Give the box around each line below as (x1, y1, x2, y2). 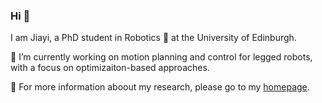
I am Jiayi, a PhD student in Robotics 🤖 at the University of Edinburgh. (10, 32, 297, 44)
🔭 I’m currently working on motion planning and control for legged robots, (10, 51, 313, 63)
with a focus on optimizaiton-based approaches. (10, 62, 210, 74)
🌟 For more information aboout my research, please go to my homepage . (10, 81, 310, 93)
